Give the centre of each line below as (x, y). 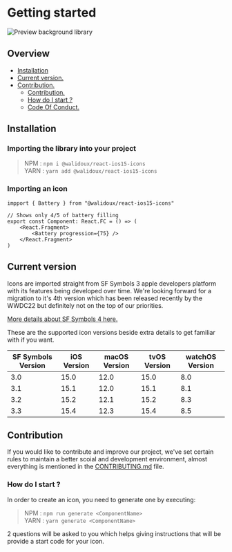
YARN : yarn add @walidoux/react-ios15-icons (90, 171)
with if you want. (31, 340)
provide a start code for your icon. (56, 541)
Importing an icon (37, 189)
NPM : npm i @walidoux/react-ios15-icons (85, 163)
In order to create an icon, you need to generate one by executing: (101, 499)
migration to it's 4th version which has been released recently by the (105, 298)
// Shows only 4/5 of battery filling (63, 215)
